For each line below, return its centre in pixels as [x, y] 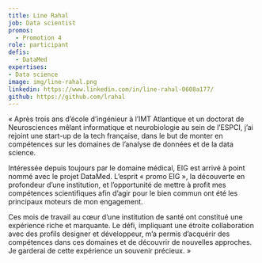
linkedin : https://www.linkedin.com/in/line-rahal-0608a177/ [111, 89]
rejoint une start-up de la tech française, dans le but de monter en [116, 136]
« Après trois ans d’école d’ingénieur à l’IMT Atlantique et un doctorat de [126, 119]
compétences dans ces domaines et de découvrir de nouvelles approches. [130, 242]
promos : [21, 30]
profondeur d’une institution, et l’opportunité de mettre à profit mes [117, 185]
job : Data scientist [42, 23]
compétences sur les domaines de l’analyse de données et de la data [121, 144]
